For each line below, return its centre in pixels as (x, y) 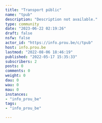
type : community (22, 24)
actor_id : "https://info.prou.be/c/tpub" (49, 43)
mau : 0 (12, 89)
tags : (11, 104)
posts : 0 (14, 66)
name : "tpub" (19, 15)
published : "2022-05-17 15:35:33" (41, 57)
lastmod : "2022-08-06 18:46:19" (39, 52)
